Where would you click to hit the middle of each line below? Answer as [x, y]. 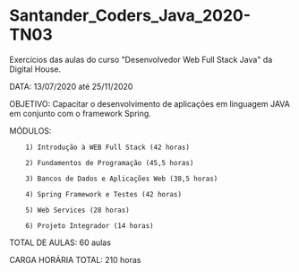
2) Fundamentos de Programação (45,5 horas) [110, 162]
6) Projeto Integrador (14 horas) [90, 225]
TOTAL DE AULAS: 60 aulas [60, 242]
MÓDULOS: [30, 130]
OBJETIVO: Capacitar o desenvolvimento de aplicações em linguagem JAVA [150, 103]
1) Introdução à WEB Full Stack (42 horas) [108, 147]
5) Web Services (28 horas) [77, 210]
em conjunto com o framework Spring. [81, 113]
